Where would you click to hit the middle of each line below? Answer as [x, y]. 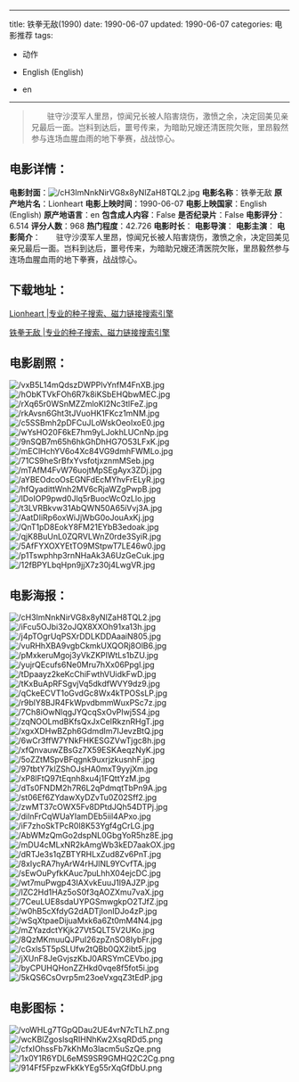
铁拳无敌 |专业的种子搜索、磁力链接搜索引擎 [90, 332]
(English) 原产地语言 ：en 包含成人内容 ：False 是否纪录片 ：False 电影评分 [143, 214]
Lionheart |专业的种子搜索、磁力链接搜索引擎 [92, 313]
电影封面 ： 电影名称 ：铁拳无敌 [141, 192]
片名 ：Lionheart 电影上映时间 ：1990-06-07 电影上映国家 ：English [145, 203]
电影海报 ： [39, 595]
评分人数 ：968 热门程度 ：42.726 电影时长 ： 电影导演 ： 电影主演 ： [153, 226]
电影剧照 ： [39, 363]
